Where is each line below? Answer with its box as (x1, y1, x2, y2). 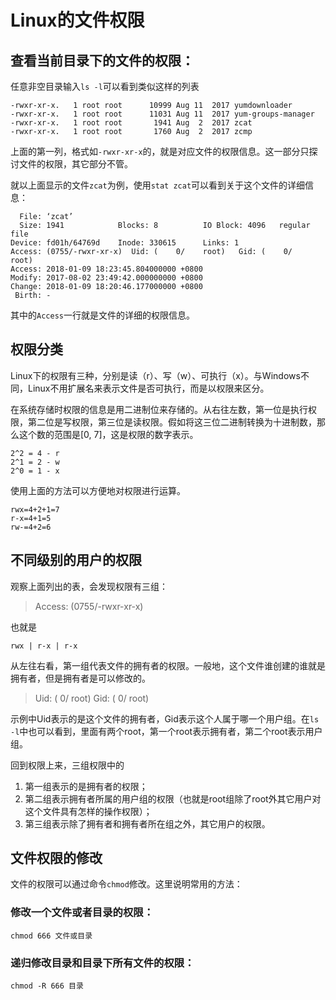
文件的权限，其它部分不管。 (18, 158, 133, 170)
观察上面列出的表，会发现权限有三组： (10, 580, 168, 592)
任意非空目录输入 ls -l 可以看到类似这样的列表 (10, 81, 200, 92)
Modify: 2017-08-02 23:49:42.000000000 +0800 (10, 273, 203, 283)
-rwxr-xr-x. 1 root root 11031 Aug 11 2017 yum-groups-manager (10, 109, 315, 119)
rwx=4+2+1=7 (10, 504, 60, 515)
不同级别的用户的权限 (10, 552, 142, 569)
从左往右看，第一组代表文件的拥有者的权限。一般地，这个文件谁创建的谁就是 (10, 659, 326, 671)
